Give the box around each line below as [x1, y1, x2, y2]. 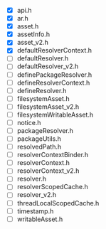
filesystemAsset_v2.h [16, 102, 80, 111]
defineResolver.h [16, 86, 67, 95]
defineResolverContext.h [16, 78, 90, 87]
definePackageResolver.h [16, 70, 92, 79]
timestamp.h [16, 206, 54, 215]
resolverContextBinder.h [16, 151, 89, 159]
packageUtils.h [16, 134, 62, 143]
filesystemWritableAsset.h [16, 110, 94, 119]
